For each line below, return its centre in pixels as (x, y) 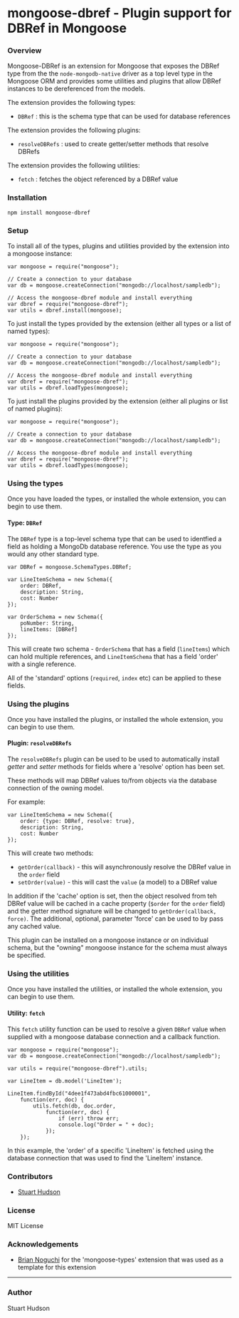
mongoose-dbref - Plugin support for (119, 13)
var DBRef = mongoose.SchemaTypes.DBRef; (70, 567)
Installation (27, 198)
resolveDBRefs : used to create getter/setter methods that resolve (113, 144)
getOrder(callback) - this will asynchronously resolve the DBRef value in (124, 867)
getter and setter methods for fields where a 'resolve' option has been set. (116, 767)
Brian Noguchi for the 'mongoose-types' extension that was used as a (121, 1260)
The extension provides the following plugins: (74, 131)
